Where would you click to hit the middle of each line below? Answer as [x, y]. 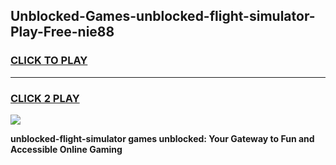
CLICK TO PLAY [49, 61]
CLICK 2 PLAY [45, 98]
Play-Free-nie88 [62, 32]
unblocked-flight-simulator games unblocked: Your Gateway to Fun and [162, 138]
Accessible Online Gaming [66, 149]
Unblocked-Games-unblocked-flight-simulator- [163, 16]
